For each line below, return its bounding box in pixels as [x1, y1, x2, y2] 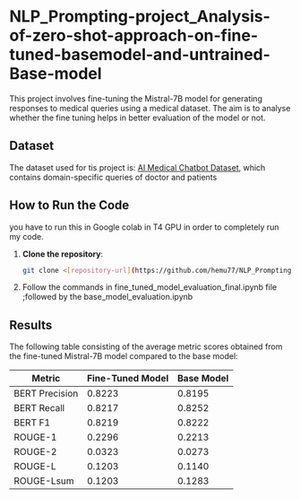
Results [9, 317, 53, 333]
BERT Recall [13, 402, 65, 415]
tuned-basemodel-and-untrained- [9, 45, 271, 65]
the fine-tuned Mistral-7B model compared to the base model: [9, 351, 239, 362]
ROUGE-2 [13, 446, 57, 459]
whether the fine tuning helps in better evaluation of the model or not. [9, 112, 266, 123]
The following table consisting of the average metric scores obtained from [9, 341, 283, 352]
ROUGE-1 [13, 431, 57, 443]
